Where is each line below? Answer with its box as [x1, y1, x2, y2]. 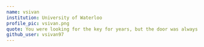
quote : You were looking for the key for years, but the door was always [6, 26, 199, 32]
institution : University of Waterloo [6, 15, 103, 21]
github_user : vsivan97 [6, 32, 64, 38]
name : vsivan [6, 9, 40, 15]
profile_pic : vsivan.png [6, 20, 70, 26]
